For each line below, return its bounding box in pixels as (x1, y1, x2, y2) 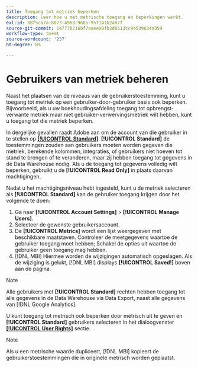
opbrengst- (146, 104, 174, 111)
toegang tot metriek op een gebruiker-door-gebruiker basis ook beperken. (6, 98, 187, 106)
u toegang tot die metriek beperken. (6, 117, 94, 125)
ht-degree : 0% (6, 42, 41, 48)
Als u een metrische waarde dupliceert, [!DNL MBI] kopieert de (6, 347, 160, 355)
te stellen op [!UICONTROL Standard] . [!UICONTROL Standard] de (6, 135, 170, 142)
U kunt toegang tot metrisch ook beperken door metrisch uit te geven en (6, 312, 183, 319)
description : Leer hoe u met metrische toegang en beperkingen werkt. (6, 14, 184, 20)
